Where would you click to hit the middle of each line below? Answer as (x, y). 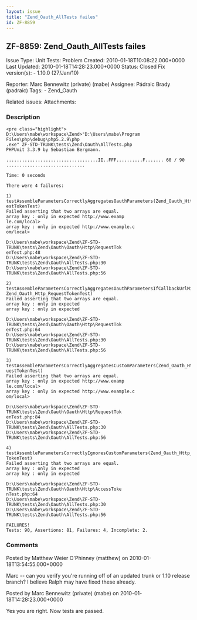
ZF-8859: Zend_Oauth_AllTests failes (76, 46)
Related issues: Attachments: (41, 102)
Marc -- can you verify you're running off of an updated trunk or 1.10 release (98, 575)
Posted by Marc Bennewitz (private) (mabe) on (62, 593)
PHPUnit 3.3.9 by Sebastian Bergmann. (53, 150)
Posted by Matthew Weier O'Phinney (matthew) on (67, 558)
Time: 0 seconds (26, 176)
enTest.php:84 (23, 417)
